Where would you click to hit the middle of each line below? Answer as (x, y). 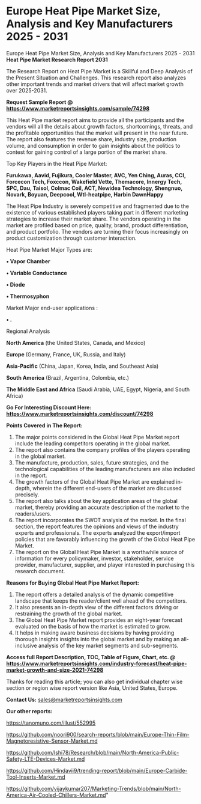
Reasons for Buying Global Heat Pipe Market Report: (73, 583)
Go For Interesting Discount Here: (49, 407)
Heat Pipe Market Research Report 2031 (57, 59)
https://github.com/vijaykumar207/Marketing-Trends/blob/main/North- (94, 788)
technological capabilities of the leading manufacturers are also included (105, 469)
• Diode (16, 284)
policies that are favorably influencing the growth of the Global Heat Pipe (105, 539)
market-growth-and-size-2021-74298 (55, 670)
